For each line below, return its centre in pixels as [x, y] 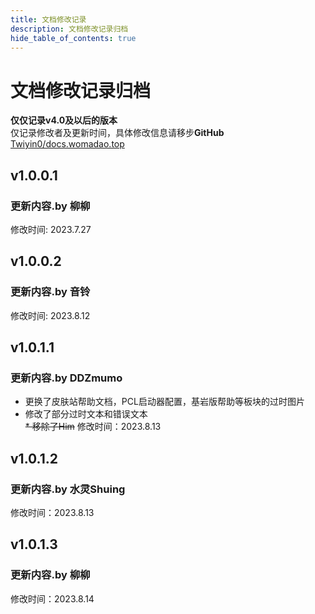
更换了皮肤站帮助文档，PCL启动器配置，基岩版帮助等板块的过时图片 [164, 402]
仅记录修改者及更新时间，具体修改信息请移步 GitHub [117, 133]
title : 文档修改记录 [48, 19]
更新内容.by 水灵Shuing [68, 489]
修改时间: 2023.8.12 [50, 315]
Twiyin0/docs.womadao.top [67, 144]
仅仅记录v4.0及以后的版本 [64, 120]
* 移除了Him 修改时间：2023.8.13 [93, 427]
